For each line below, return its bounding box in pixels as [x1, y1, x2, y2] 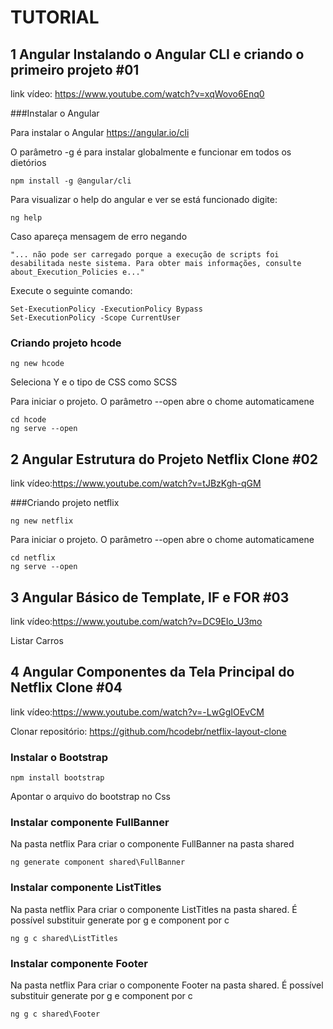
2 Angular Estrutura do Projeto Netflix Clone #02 [10, 451, 318, 468]
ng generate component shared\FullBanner [10, 857, 186, 868]
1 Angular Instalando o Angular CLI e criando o [10, 46, 305, 63]
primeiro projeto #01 [10, 61, 140, 78]
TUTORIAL [10, 6, 100, 29]
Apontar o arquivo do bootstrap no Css [10, 791, 171, 803]
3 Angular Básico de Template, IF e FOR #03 [10, 589, 290, 606]
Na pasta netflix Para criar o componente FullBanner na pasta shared [10, 838, 295, 850]
